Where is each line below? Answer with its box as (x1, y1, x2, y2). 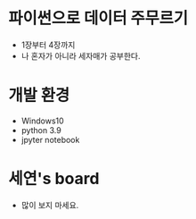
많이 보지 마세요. (20, 199, 79, 210)
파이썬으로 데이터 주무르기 (8, 8, 189, 29)
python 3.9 (20, 124, 61, 135)
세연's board (8, 169, 100, 189)
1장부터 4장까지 (20, 39, 76, 50)
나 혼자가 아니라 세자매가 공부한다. (20, 50, 141, 61)
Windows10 (20, 115, 64, 126)
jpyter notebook (20, 134, 80, 145)
